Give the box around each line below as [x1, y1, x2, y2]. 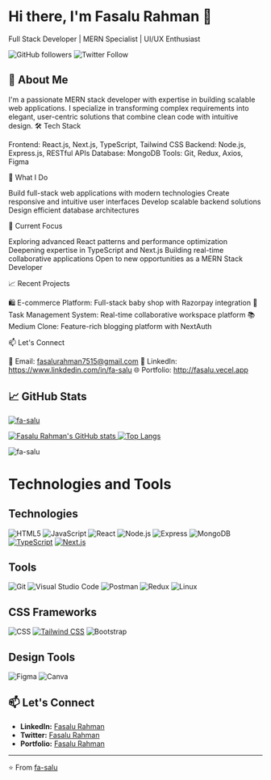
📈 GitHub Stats [8, 390, 87, 403]
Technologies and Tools [8, 474, 172, 493]
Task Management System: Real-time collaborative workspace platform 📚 [8, 310, 256, 319]
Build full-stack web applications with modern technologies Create [8, 188, 230, 197]
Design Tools [8, 650, 76, 664]
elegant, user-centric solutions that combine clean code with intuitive [8, 112, 239, 121]
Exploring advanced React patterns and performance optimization [8, 236, 228, 246]
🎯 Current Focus [8, 221, 63, 230]
